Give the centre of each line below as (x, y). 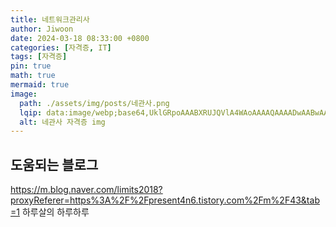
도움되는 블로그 (54, 164)
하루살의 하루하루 (55, 212)
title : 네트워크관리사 (50, 19)
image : (24, 94)
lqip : (31, 112)
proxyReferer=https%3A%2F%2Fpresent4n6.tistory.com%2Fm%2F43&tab (165, 200)
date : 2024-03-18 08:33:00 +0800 (80, 38)
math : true (33, 76)
